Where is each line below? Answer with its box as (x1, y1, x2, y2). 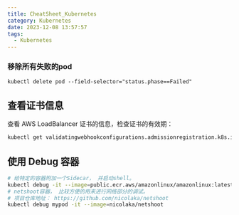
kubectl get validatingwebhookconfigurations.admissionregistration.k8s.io (7, 134, 237, 141)
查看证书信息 (7, 99, 64, 111)
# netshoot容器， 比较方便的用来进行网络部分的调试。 (7, 188, 149, 195)
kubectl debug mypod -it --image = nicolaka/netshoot (7, 201, 164, 209)
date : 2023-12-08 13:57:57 (7, 23, 87, 31)
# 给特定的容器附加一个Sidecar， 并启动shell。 (7, 174, 135, 182)
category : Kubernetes (7, 17, 72, 24)
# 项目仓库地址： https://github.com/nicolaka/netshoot (7, 194, 169, 201)
